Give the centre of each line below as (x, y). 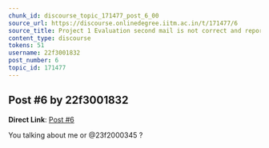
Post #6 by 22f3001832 (68, 100)
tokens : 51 (26, 46)
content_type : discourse (50, 38)
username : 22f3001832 (44, 53)
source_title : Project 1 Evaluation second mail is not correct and (125, 30)
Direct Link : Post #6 (41, 119)
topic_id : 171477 (37, 68)
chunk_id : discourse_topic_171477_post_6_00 (84, 16)
